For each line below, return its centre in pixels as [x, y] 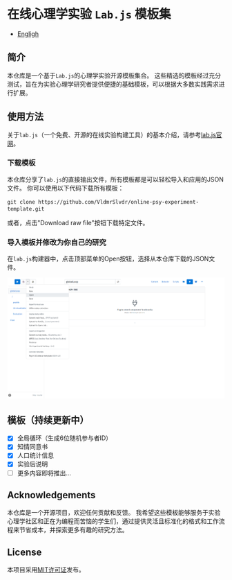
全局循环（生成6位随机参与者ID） [65, 438]
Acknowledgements [51, 495]
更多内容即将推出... [44, 473]
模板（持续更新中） [48, 420]
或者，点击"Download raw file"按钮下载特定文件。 [78, 222]
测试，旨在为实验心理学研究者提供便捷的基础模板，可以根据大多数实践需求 [113, 84]
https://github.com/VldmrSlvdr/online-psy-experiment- [118, 202]
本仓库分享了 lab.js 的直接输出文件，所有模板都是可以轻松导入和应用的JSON [116, 179]
